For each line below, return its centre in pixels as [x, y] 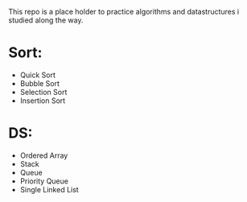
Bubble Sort [40, 83]
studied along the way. [46, 20]
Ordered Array [44, 155]
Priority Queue [44, 181]
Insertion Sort [43, 101]
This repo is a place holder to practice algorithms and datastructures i [124, 12]
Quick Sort [38, 75]
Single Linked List [49, 189]
